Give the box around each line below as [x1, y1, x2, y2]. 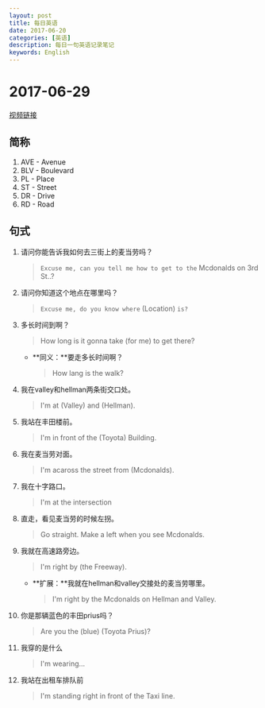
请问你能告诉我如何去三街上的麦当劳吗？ [20, 247, 153, 257]
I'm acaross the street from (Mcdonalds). [40, 465, 175, 474]
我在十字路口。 [20, 482, 70, 491]
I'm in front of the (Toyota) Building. [40, 432, 157, 442]
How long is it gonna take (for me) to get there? [40, 335, 195, 346]
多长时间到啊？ [20, 319, 70, 330]
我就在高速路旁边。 [20, 546, 84, 555]
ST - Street [20, 182, 57, 192]
